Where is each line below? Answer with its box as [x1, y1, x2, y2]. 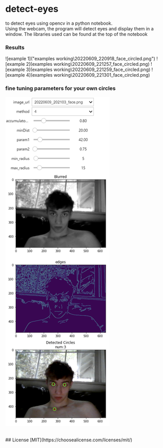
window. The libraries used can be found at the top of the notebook [5, 31, 148, 37]
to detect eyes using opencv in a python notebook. [5, 20, 113, 26]
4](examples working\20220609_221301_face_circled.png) [26, 72, 150, 78]
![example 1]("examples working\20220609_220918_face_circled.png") [5, 56, 155, 62]
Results [5, 44, 25, 51]
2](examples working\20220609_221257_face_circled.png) [26, 61, 150, 67]
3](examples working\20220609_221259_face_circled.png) [26, 66, 151, 73]
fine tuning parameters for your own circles [5, 85, 116, 92]
